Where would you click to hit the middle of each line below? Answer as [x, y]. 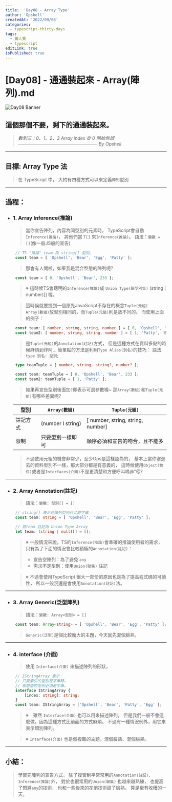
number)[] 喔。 [41, 295]
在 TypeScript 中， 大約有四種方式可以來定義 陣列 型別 [73, 180]
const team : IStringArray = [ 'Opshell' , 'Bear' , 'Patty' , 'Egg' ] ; [89, 705]
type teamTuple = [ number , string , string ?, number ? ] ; [77, 365]
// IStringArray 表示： [39, 676]
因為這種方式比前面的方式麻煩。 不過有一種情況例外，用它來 [103, 722]
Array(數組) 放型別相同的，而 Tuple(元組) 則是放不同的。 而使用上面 [95, 312]
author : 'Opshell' [25, 15]
